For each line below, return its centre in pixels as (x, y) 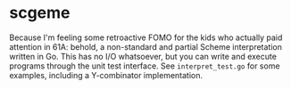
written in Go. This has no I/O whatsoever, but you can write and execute (143, 56)
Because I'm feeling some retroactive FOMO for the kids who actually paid (146, 37)
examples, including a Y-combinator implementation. (106, 75)
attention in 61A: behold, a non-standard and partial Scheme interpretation (146, 46)
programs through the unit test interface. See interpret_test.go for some (145, 66)
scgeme (40, 13)
